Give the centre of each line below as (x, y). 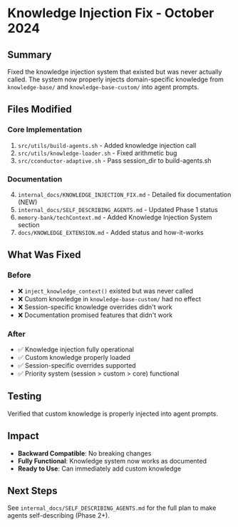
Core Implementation (45, 130)
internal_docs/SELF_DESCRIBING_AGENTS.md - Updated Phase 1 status (118, 209)
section (29, 225)
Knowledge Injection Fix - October (111, 13)
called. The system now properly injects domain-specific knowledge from (116, 79)
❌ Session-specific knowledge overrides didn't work (95, 307)
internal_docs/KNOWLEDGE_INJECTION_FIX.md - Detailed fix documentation (124, 194)
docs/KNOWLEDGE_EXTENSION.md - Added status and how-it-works (111, 232)
